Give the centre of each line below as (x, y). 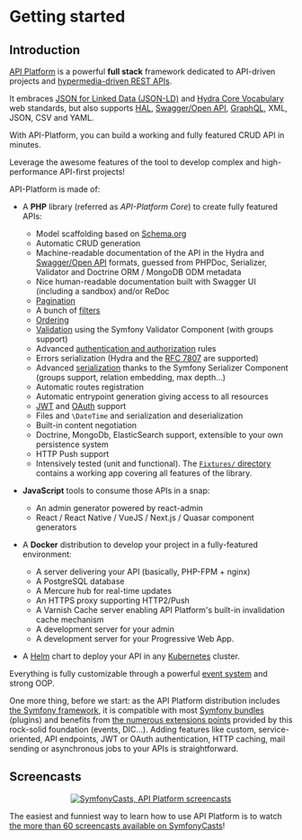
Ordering (52, 320)
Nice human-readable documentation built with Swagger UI (146, 282)
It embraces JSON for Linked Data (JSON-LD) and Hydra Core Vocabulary (147, 98)
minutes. (26, 145)
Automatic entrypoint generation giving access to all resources (152, 397)
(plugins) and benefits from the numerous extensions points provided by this (151, 720)
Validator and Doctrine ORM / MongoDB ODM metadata (138, 272)
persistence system (72, 444)
